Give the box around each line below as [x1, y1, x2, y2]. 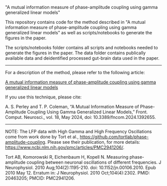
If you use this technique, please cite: [5, 94, 82, 100]
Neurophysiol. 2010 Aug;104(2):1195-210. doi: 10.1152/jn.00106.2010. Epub [5, 165, 157, 171]
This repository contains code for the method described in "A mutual [5, 19, 146, 25]
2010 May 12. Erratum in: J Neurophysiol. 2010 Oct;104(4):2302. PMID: [5, 170, 150, 176]
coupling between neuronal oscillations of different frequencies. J [26, 159, 162, 165]
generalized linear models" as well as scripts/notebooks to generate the [5, 30, 153, 35]
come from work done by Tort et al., [5, 134, 79, 140]
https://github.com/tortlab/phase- [80, 134, 149, 140]
